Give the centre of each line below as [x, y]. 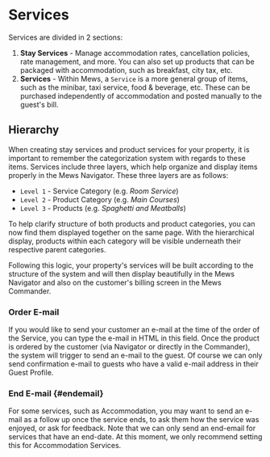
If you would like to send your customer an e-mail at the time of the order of [134, 330]
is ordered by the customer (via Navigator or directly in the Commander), [129, 347]
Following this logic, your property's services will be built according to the [131, 265]
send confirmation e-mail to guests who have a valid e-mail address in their [134, 364]
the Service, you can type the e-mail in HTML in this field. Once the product [134, 338]
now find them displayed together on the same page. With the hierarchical [131, 232]
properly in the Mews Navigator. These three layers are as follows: [118, 175]
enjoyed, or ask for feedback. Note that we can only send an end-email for [132, 428]
